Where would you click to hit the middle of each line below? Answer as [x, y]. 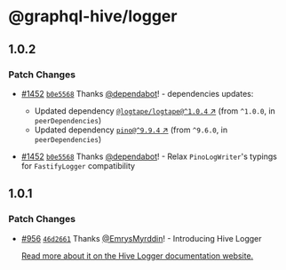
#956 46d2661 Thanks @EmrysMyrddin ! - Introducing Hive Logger [142, 238]
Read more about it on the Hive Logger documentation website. [137, 256]
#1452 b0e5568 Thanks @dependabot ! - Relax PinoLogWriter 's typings [149, 156]
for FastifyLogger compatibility [78, 165]
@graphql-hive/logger [93, 16]
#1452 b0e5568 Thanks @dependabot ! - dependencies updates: [137, 93]
